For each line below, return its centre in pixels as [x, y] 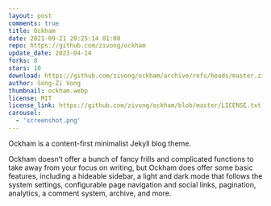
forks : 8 [23, 61]
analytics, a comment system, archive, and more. [90, 193]
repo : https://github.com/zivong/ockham [77, 46]
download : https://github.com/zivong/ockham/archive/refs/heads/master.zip [138, 76]
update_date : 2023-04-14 [50, 53]
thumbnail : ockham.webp [48, 91]
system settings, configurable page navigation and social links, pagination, [132, 184]
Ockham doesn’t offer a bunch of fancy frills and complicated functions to [131, 159]
